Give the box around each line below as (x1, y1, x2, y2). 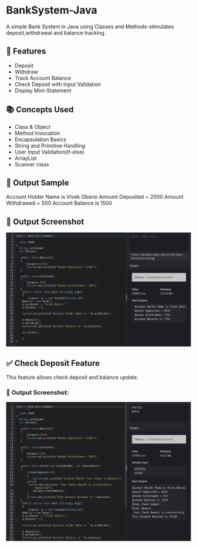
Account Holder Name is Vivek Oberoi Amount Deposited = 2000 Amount (6, 194, 184, 201)
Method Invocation (14, 129, 60, 136)
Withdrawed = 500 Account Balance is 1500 (6, 199, 113, 206)
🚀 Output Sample (6, 178, 69, 188)
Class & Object (14, 123, 51, 130)
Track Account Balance (14, 74, 72, 81)
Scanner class (14, 161, 49, 168)
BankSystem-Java (6, 4, 98, 17)
